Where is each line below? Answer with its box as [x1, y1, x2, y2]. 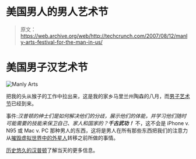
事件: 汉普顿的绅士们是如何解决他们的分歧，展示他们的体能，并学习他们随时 [6, 112, 187, 119]
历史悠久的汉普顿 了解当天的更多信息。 [6, 147, 98, 154]
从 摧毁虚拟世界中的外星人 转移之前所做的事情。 [6, 134, 118, 141]
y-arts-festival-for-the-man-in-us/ [20, 39, 103, 46]
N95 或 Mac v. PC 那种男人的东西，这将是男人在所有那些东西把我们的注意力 [6, 127, 188, 134]
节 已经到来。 [6, 100, 37, 107]
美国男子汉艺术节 [6, 61, 89, 74]
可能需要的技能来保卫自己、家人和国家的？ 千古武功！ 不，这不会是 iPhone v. [6, 119, 190, 126]
